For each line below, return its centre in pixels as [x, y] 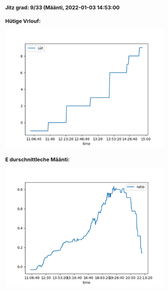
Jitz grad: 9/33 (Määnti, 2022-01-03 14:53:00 [62, 8]
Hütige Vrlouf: [23, 21]
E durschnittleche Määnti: [37, 160]
